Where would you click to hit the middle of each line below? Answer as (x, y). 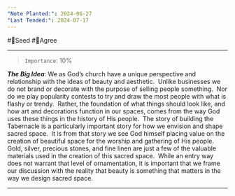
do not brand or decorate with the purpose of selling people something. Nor (117, 89)
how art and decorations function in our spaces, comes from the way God (114, 111)
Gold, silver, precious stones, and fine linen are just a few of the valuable (112, 148)
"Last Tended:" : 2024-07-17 (48, 20)
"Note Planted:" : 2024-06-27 (50, 14)
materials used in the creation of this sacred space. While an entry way (111, 155)
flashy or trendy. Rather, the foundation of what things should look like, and (116, 104)
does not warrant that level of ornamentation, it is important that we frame (114, 163)
